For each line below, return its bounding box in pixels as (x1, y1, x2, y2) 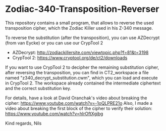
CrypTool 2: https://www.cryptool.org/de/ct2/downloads (12, 54, 128, 60)
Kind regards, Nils (5, 120, 42, 126)
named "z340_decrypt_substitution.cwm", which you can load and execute (5, 75, 158, 81)
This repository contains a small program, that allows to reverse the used (5, 20, 154, 26)
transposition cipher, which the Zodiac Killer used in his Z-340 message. (5, 25, 153, 31)
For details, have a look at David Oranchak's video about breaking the (5, 95, 147, 101)
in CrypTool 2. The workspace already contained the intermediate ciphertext (5, 80, 161, 86)
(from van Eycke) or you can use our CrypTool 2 (5, 40, 103, 45)
